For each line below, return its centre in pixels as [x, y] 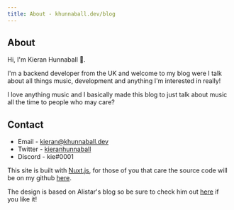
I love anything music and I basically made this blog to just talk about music [117, 95]
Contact [26, 125]
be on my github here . [40, 178]
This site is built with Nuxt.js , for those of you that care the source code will [118, 170]
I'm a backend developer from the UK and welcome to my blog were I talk [115, 73]
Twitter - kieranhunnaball [54, 149]
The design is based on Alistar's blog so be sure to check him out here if [113, 192]
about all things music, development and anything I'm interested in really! [114, 81]
